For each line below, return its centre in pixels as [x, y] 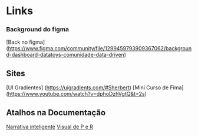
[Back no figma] [26, 42]
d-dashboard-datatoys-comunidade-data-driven [65, 55]
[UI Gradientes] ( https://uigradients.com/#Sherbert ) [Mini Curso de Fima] [95, 88]
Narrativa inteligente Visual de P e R [49, 127]
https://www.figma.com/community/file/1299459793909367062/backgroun [100, 48]
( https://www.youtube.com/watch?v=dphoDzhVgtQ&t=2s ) [77, 94]
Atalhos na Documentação [56, 113]
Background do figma [38, 30]
